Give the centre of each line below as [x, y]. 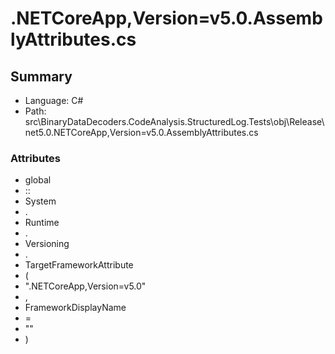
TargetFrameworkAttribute [79, 265]
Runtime [42, 223]
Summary [41, 76]
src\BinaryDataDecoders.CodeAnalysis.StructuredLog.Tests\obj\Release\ [174, 121]
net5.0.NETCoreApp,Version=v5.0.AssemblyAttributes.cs [141, 132]
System [40, 201]
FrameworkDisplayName [75, 308]
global [38, 180]
